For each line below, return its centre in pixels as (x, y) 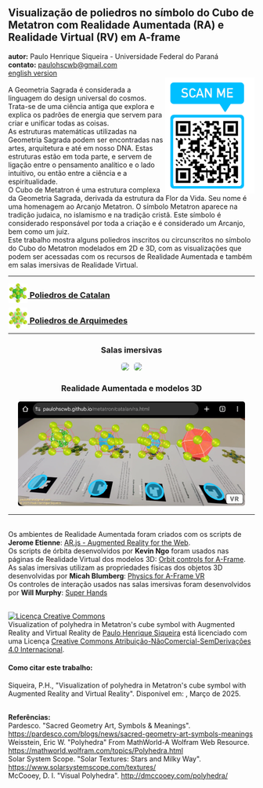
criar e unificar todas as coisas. (59, 123)
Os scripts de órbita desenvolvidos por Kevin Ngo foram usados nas (119, 551)
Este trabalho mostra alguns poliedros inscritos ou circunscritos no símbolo (130, 239)
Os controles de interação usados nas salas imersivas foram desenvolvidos (130, 585)
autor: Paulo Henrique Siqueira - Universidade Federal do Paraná (113, 56)
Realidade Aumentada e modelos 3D (131, 389)
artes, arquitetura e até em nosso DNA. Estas (81, 148)
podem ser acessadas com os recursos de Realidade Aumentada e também (130, 256)
